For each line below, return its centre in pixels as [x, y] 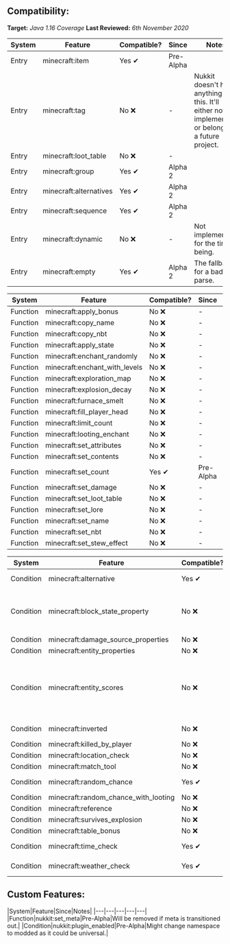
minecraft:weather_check [89, 866]
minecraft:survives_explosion [95, 819]
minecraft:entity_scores [86, 687]
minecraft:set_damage [81, 487]
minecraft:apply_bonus [82, 311]
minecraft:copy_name [80, 322]
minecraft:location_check [89, 755]
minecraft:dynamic [72, 239]
